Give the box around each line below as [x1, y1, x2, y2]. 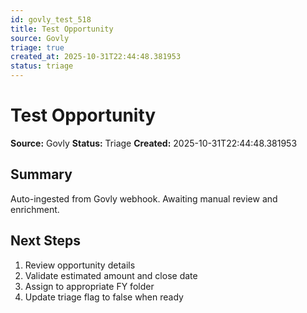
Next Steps [10, 232, 81, 250]
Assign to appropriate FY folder [24, 280, 155, 292]
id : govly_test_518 [10, 14, 92, 25]
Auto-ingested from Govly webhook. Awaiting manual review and [10, 192, 278, 205]
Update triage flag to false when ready [24, 291, 184, 303]
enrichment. [10, 203, 60, 215]
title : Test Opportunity [10, 24, 114, 34]
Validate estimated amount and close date [24, 269, 198, 281]
